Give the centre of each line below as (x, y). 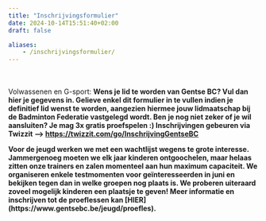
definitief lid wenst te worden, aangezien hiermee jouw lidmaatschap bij (129, 109)
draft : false (30, 30)
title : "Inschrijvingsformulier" (64, 16)
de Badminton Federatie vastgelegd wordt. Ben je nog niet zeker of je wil (130, 117)
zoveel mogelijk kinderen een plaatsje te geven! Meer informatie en (121, 192)
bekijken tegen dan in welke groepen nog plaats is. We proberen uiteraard (132, 183)
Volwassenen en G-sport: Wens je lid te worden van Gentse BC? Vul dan (128, 91)
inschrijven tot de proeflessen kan (66, 200)
